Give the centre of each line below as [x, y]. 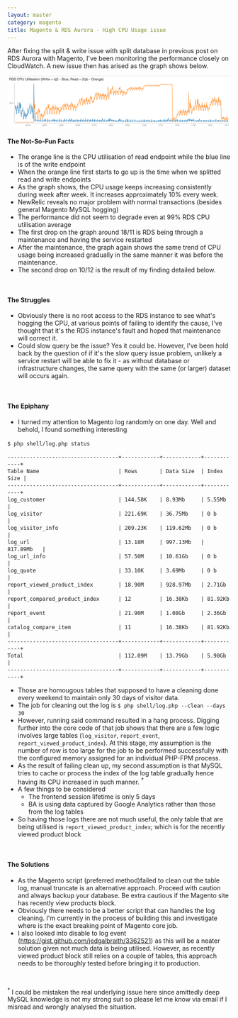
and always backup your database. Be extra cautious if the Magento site [123, 895]
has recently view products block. [67, 903]
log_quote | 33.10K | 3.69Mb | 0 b [112, 570]
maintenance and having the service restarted [85, 240]
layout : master [30, 15]
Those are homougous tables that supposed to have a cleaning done [118, 690]
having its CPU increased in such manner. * [80, 781]
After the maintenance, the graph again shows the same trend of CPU [119, 248]
